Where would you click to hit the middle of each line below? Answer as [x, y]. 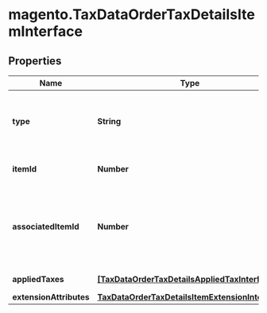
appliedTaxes [38, 279]
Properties [35, 61]
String [109, 121]
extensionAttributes [51, 297]
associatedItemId [46, 226]
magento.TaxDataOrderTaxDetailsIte [132, 15]
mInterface [46, 31]
